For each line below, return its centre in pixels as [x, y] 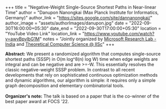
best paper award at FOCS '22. [37, 101]
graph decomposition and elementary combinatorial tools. [65, 86]
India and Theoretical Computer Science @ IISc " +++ [60, 44]
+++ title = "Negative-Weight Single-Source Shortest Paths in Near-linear [81, 7]
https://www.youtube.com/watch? [119, 34]
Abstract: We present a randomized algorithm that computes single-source [83, 54]
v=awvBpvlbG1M [22, 39]
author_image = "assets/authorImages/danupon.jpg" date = [67, 23]
